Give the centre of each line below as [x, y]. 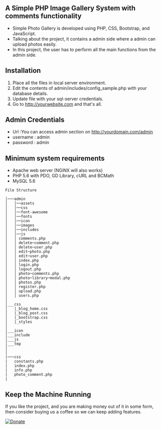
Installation [23, 70]
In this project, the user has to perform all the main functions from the [84, 49]
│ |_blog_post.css [27, 313]
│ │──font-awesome [27, 212]
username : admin [31, 137]
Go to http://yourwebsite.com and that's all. [57, 104]
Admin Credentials [35, 120]
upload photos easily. [34, 44]
